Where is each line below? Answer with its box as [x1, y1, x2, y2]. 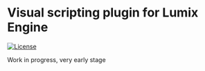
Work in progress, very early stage [7, 55, 106, 63]
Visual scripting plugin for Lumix [7, 5, 199, 21]
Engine [7, 19, 48, 35]
